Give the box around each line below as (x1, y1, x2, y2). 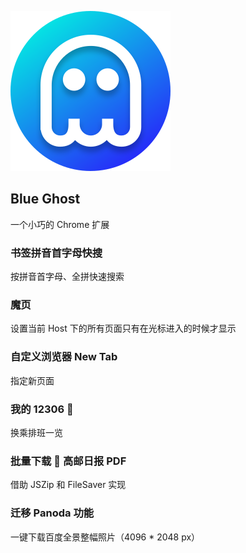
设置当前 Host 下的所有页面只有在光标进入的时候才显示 (10, 322, 237, 335)
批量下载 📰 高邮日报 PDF (10, 454, 127, 468)
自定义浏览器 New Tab (10, 350, 118, 364)
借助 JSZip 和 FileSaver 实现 (10, 479, 127, 491)
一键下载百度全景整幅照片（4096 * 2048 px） (10, 531, 201, 543)
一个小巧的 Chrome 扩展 (10, 218, 110, 230)
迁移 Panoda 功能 (10, 506, 95, 520)
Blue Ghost (10, 191, 81, 208)
